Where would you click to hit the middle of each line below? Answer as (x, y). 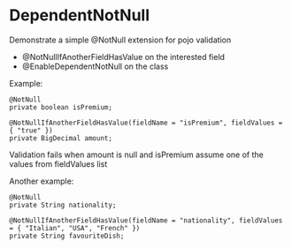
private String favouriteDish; (67, 236)
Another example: (42, 181)
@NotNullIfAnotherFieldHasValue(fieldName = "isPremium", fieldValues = (146, 123)
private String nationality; (63, 205)
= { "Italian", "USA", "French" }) (75, 228)
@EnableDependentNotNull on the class (95, 66)
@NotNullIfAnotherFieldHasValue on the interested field (123, 57)
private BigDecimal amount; (61, 138)
